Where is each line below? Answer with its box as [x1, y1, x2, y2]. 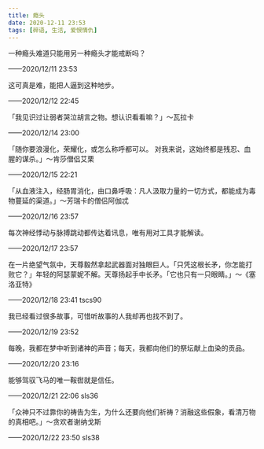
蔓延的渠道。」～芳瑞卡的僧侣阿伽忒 [14, 196, 129, 205]
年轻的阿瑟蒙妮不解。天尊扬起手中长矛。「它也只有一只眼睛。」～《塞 [35, 270, 256, 279]
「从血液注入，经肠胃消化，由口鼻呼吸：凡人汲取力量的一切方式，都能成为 [8, 186, 249, 196]
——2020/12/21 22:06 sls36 [8, 391, 99, 401]
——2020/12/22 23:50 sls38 [8, 433, 100, 443]
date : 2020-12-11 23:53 [8, 19, 86, 27]
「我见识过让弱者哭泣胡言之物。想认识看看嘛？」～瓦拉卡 [8, 112, 194, 122]
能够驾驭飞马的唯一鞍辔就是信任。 [8, 375, 119, 385]
